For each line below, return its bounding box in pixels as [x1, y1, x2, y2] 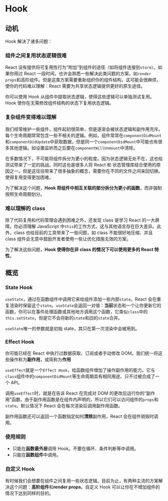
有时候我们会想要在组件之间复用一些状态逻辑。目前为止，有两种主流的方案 [5, 478, 158, 484]
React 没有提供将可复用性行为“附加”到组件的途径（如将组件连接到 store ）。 [5, 64, 158, 70]
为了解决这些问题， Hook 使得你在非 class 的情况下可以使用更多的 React [5, 246, 153, 252]
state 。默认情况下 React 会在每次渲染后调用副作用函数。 [5, 402, 123, 408]
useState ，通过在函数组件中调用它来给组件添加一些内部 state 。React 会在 [5, 296, 157, 302]
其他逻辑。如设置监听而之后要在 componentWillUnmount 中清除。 [9, 144, 138, 150]
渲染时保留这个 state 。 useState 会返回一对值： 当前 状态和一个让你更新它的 [9, 302, 161, 308]
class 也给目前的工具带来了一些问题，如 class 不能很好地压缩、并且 [13, 229, 153, 235]
